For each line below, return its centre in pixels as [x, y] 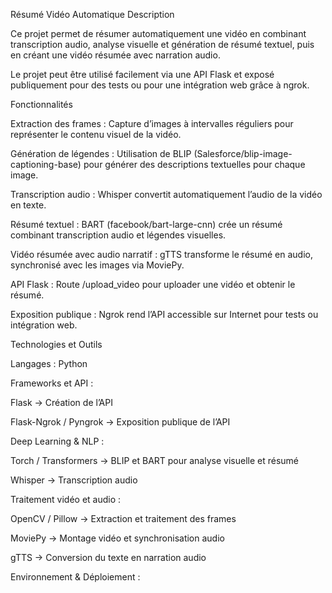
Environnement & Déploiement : [75, 577]
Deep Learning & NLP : [57, 441]
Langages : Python [49, 363]
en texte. [28, 205]
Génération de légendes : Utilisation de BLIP [101, 153]
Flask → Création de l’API [61, 402]
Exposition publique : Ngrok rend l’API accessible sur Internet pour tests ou [164, 314]
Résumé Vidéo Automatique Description [92, 14]
